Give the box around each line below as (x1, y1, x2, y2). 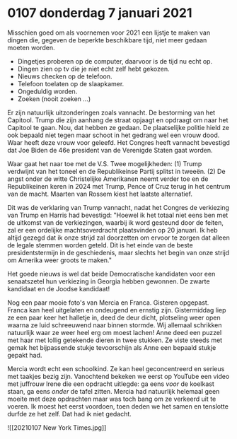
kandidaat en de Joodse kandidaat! (7, 284, 110, 293)
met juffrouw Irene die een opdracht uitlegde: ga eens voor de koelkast (7, 380, 214, 388)
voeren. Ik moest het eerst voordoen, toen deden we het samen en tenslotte (7, 402, 229, 411)
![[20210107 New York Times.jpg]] (7, 423, 107, 432)
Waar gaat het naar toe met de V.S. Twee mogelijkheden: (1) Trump (7, 159, 202, 168)
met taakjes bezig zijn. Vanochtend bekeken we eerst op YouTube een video (7, 372, 230, 380)
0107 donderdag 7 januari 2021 (7, 5, 192, 21)
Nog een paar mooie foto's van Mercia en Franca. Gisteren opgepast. (7, 298, 209, 307)
